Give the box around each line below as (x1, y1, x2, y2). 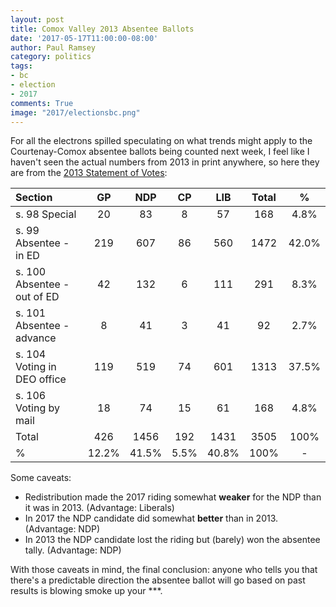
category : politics (10, 52, 92, 62)
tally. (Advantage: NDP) (24, 544, 122, 556)
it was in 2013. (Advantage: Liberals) (24, 502, 175, 514)
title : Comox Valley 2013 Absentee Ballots (10, 24, 195, 34)
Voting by (15, 401, 60, 415)
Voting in (15, 360, 57, 374)
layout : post (10, 14, 65, 25)
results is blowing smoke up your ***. (10, 585, 163, 597)
